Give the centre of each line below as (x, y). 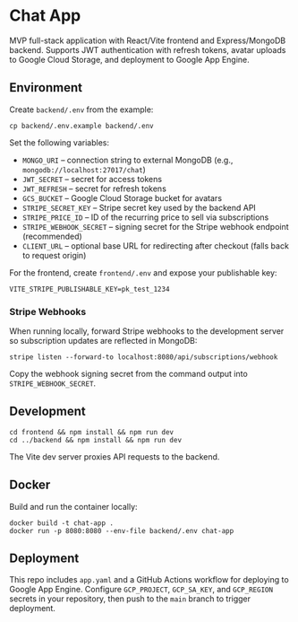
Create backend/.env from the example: (81, 110)
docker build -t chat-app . (62, 523)
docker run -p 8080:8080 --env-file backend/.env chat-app (122, 530)
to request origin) (54, 255)
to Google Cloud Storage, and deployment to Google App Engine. (130, 59)
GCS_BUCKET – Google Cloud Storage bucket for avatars (122, 197)
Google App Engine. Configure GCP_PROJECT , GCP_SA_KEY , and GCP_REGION (141, 590)
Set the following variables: (60, 142)
